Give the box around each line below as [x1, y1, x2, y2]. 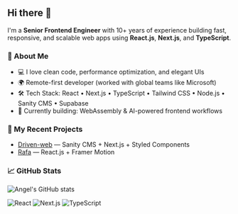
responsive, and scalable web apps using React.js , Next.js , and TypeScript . [7, 33, 232, 42]
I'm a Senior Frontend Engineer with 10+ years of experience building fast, [7, 26, 227, 34]
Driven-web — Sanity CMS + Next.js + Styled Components [17, 140, 190, 149]
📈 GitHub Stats [7, 166, 62, 176]
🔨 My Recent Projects [7, 125, 83, 135]
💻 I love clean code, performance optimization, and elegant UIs [17, 68, 205, 77]
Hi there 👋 [7, 7, 52, 19]
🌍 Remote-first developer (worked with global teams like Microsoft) [17, 79, 217, 87]
